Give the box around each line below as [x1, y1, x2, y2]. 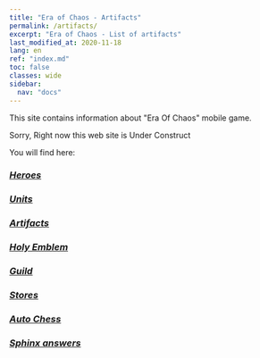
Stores [9, 289, 38, 302]
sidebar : [9, 79, 42, 88]
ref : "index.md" [9, 54, 70, 63]
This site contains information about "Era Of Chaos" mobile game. [9, 112, 252, 123]
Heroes [9, 169, 42, 181]
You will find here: [9, 146, 76, 157]
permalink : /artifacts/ [9, 21, 98, 30]
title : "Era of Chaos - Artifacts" [9, 12, 142, 22]
